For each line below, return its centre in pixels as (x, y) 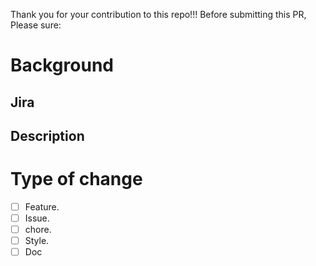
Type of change (76, 179)
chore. (38, 230)
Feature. (42, 206)
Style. (37, 241)
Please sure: (36, 25)
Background (62, 65)
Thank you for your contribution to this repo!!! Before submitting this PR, (158, 14)
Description (47, 135)
